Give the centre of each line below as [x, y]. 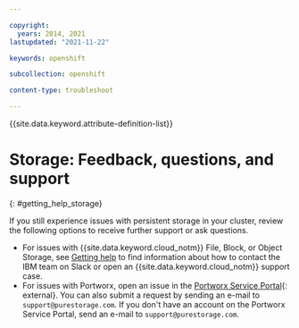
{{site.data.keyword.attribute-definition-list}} [91, 123]
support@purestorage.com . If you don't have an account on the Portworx [154, 304]
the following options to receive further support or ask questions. [129, 230]
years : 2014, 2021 [52, 34]
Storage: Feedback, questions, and [141, 160]
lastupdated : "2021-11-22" [59, 42]
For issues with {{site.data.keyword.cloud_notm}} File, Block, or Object [152, 248]
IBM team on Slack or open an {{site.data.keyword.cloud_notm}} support [156, 266]
